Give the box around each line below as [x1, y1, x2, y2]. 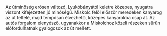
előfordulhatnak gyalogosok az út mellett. [5, 25, 92, 31]
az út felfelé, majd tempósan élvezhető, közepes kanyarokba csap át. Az [5, 15, 155, 20]
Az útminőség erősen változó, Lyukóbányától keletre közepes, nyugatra [5, 4, 153, 10]
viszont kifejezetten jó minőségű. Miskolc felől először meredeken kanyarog [5, 9, 162, 15]
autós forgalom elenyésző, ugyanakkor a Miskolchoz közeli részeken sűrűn [5, 20, 161, 26]
